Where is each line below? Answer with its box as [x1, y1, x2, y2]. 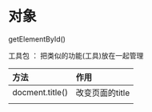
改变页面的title [75, 87, 130, 98]
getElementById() [8, 34, 66, 44]
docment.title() [12, 86, 68, 98]
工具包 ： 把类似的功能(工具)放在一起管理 [8, 50, 144, 60]
